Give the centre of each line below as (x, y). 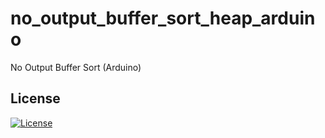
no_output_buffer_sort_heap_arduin (163, 18)
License (35, 98)
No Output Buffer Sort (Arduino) (76, 67)
